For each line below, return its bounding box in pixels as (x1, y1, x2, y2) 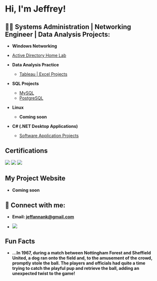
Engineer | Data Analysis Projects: (5, 30, 110, 38)
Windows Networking (12, 43, 57, 49)
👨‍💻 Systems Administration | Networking (5, 23, 131, 31)
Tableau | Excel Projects (19, 71, 68, 77)
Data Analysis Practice (12, 62, 59, 67)
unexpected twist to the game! (12, 270, 75, 277)
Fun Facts (5, 237, 35, 245)
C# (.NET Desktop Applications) (12, 124, 78, 129)
